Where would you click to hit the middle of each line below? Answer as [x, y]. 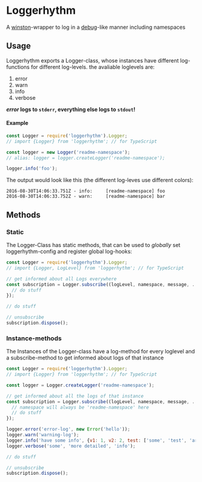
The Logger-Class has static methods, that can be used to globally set [93, 245]
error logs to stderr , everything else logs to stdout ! [71, 109]
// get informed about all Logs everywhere [62, 279]
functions [18, 67]
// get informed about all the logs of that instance [75, 396]
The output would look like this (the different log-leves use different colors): [100, 180]
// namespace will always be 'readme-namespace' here [80, 407]
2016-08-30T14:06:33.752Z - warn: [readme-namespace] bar [86, 197]
